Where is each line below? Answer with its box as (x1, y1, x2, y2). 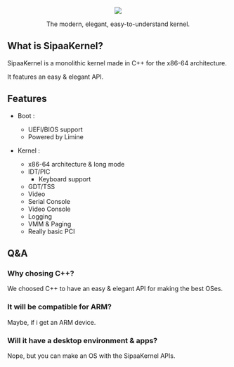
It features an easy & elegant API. (7, 72, 104, 81)
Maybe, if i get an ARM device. (7, 318, 96, 326)
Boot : (17, 111, 35, 120)
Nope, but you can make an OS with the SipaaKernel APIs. (7, 352, 176, 360)
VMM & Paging (27, 219, 72, 228)
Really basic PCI (27, 227, 75, 236)
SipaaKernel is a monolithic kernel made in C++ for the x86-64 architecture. (7, 58, 227, 67)
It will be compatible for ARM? (7, 302, 112, 312)
